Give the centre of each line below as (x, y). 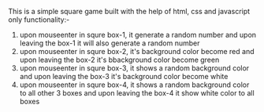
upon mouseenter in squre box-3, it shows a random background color (134, 68)
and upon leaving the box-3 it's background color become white (124, 76)
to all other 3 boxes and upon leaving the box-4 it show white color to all (137, 93)
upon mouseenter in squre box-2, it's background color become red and (137, 51)
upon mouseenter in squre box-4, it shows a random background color (134, 85)
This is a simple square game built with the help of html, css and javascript (129, 11)
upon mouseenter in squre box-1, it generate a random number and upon (138, 35)
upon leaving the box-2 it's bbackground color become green (119, 60)
